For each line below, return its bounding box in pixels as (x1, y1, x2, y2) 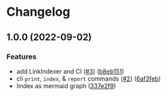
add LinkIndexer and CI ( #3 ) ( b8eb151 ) (16, 67, 125, 75)
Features (6, 52, 37, 61)
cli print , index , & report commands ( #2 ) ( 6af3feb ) (16, 74, 162, 83)
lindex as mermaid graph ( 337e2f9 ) (16, 81, 116, 89)
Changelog (6, 4, 70, 20)
